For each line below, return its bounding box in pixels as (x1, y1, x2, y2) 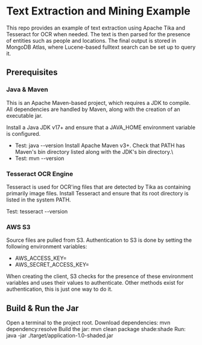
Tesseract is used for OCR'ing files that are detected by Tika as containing (6, 183, 191, 191)
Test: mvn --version (14, 154, 65, 162)
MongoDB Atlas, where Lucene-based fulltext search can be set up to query (6, 43, 196, 51)
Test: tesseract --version (6, 207, 68, 215)
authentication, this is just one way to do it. (6, 285, 113, 293)
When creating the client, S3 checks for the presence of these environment (6, 273, 194, 280)
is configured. (6, 130, 41, 137)
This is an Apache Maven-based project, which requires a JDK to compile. (6, 99, 191, 106)
